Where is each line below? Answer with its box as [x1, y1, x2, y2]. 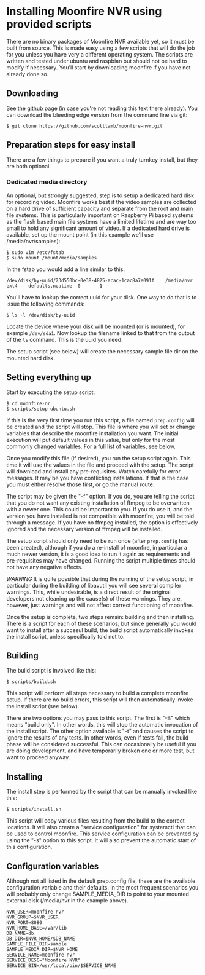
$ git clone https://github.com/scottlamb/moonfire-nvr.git [6, 123, 163, 129]
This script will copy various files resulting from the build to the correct [6, 817, 185, 824]
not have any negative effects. [6, 563, 83, 570]
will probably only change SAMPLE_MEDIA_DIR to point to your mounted [6, 890, 190, 898]
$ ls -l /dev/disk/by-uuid [6, 312, 75, 318]
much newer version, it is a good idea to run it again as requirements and [6, 550, 190, 558]
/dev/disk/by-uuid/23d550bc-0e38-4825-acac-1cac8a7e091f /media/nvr [6, 277, 193, 283]
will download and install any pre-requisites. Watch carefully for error [6, 467, 181, 475]
